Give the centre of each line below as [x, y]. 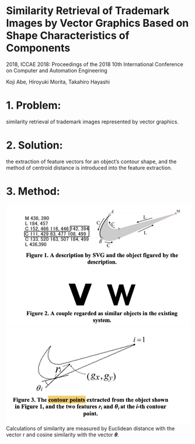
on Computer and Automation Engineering [57, 70]
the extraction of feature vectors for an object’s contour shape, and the [91, 161]
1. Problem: [34, 106]
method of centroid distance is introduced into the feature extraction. [89, 167]
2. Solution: [34, 145]
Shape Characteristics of [68, 36]
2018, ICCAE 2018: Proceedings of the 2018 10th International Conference [95, 64]
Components [38, 48]
